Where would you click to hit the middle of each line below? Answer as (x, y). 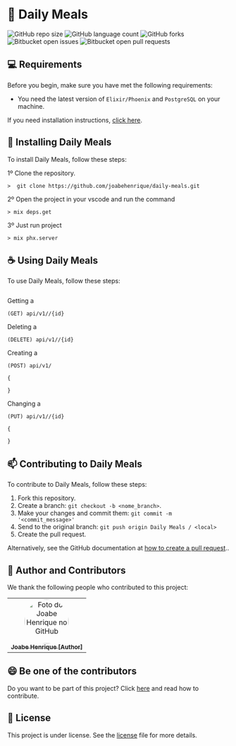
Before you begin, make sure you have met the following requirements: (110, 85)
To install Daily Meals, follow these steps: (67, 159)
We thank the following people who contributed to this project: (98, 587)
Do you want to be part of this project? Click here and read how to (103, 688)
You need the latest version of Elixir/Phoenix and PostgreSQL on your (119, 99)
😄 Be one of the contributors (72, 671)
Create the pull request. (52, 534)
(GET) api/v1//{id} (36, 314)
